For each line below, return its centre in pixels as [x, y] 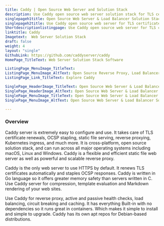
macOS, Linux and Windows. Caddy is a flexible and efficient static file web [81, 153]
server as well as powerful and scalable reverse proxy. [60, 158]
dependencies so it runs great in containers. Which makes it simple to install [82, 208]
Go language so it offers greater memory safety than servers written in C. [79, 178]
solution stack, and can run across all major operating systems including [78, 148]
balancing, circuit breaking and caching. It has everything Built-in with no [79, 203]
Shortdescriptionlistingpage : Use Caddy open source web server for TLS [81, 28]
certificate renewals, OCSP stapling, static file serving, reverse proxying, [78, 137]
